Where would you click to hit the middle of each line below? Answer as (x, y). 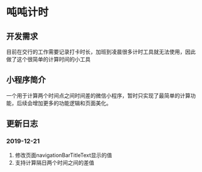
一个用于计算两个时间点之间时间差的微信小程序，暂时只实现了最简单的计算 (98, 95)
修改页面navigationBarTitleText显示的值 (63, 155)
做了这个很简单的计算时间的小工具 (48, 59)
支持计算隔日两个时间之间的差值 (54, 162)
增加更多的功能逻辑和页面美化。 (72, 103)
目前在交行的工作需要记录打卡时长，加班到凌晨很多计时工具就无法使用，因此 (101, 52)
